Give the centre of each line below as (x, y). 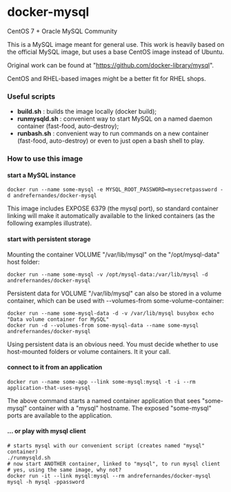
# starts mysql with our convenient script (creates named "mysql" (106, 446)
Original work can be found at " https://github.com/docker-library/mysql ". (111, 65)
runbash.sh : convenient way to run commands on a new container (113, 134)
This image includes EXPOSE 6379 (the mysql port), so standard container (113, 208)
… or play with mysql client (47, 431)
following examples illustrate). (49, 223)
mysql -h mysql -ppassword (46, 482)
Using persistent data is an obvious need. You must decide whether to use (113, 344)
